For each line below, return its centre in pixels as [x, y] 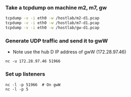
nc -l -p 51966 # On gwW [33, 85]
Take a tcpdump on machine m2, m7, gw [56, 8]
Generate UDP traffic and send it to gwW [57, 41]
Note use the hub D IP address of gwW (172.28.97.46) [69, 52]
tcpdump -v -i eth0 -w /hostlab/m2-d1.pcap [52, 18]
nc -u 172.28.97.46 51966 [33, 61]
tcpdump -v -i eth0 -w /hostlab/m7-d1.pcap [52, 23]
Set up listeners [25, 74]
